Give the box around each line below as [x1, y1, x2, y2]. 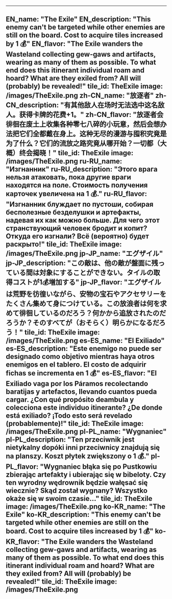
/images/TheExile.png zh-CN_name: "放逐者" [6, 91, 154, 100]
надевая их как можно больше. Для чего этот [6, 216, 160, 225]
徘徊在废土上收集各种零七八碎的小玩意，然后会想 [6, 120, 160, 129]
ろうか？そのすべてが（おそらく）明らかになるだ [6, 319, 159, 327]
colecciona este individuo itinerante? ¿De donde [6, 403, 163, 412]
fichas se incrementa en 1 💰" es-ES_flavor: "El [6, 369, 157, 378]
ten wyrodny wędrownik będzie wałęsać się [6, 478, 148, 487]
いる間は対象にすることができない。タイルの [12, 269, 154, 277]
